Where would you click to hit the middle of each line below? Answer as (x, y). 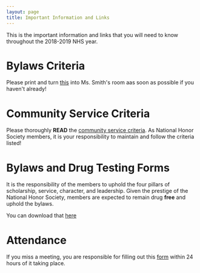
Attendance (36, 240)
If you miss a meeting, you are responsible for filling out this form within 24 (100, 257)
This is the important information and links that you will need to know (92, 35)
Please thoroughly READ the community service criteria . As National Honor (100, 130)
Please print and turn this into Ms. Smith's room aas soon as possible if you (100, 83)
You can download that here (42, 215)
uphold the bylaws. (30, 204)
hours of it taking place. (36, 263)
